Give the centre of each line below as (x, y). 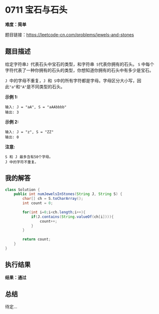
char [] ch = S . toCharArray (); (53, 199)
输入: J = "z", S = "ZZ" (29, 132)
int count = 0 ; (38, 203)
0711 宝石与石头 (36, 10)
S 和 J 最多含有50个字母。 (29, 157)
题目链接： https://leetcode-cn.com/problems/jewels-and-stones (70, 35)
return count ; (37, 239)
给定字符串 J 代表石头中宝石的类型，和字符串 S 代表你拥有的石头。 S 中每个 (79, 64)
